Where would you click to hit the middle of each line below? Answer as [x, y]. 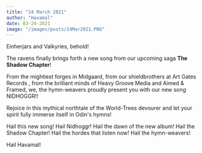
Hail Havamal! [24, 145]
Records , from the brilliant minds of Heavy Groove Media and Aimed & [95, 83]
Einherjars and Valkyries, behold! [48, 47]
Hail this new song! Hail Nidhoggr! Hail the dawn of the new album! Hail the [101, 127]
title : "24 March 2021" [37, 12]
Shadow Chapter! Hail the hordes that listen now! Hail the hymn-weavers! [99, 133]
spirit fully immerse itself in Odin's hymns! [59, 114]
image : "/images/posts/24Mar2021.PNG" [56, 29]
